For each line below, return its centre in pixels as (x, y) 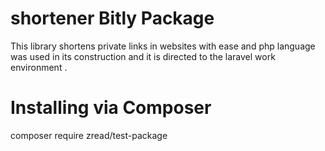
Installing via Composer (111, 108)
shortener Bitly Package (112, 18)
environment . (39, 67)
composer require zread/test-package (89, 135)
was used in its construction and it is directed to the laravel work (143, 56)
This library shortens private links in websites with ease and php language (163, 46)
